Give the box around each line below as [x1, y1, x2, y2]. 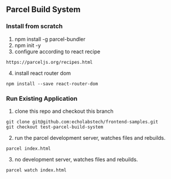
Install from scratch [6, 22, 63, 30]
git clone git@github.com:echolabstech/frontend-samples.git [6, 119, 159, 125]
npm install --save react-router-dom [6, 81, 98, 87]
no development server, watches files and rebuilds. [14, 156, 138, 163]
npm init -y [14, 42, 41, 49]
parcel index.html [6, 146, 51, 152]
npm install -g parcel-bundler [14, 35, 86, 43]
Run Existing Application [6, 94, 78, 102]
